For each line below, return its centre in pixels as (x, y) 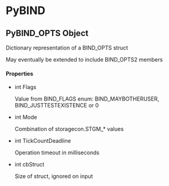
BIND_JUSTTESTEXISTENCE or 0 (57, 106)
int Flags (25, 87)
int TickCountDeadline (43, 141)
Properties (20, 73)
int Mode (26, 117)
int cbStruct (29, 165)
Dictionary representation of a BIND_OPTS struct (67, 48)
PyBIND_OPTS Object (47, 33)
